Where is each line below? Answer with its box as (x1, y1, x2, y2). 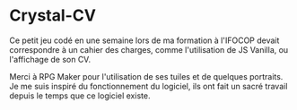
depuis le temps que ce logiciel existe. (9, 90, 151, 101)
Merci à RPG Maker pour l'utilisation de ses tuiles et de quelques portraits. (9, 71, 284, 81)
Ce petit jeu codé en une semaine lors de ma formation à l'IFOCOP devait (9, 35, 280, 46)
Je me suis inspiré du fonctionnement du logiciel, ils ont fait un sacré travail (9, 80, 288, 91)
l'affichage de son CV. (9, 54, 92, 64)
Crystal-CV (9, 5, 97, 26)
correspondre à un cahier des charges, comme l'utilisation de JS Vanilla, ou (9, 44, 289, 55)
